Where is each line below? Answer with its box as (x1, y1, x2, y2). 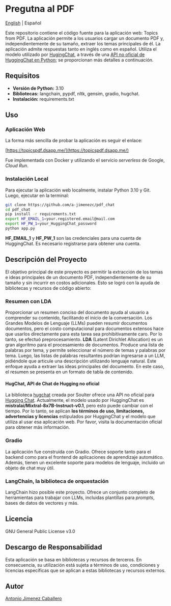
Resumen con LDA (5, 297, 52, 305)
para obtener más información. (5, 424, 70, 430)
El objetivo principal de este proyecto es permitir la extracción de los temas (5, 268, 163, 275)
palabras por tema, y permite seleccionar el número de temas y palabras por (5, 347, 166, 353)
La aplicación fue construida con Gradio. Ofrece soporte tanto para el (5, 449, 151, 455)
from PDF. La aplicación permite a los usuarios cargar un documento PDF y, (5, 35, 164, 41)
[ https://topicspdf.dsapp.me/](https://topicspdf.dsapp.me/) (5, 147, 129, 153)
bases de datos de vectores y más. (5, 500, 79, 506)
